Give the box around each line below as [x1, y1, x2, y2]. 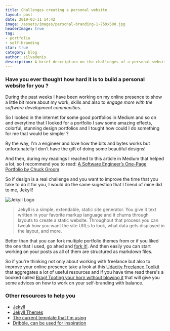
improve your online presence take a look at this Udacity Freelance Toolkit [5, 264, 160, 270]
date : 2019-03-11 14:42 [5, 17, 56, 22]
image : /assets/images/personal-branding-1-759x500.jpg [5, 21, 125, 27]
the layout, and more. [17, 228, 62, 234]
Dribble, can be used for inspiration [12, 320, 87, 326]
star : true [5, 45, 28, 50]
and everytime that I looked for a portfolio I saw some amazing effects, [5, 119, 153, 126]
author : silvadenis [5, 54, 47, 60]
